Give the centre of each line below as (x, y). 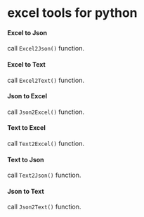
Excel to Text (26, 64)
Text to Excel (26, 128)
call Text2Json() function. (44, 175)
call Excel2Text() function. (46, 80)
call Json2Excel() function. (46, 112)
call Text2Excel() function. (46, 143)
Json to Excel (27, 96)
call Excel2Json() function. (46, 48)
